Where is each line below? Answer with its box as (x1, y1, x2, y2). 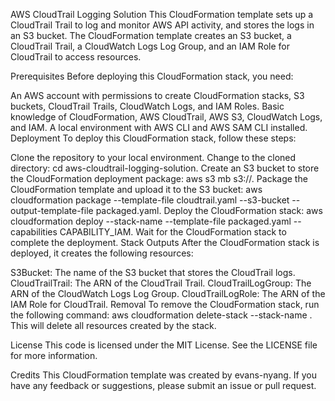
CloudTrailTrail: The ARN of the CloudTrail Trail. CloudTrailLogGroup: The (10, 277, 312, 289)
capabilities (10, 226, 58, 238)
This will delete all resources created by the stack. (10, 320, 217, 331)
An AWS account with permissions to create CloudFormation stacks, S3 (10, 90, 305, 101)
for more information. (10, 350, 98, 361)
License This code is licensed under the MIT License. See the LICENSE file (10, 339, 318, 351)
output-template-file (10, 205, 94, 216)
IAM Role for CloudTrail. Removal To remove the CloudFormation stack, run (10, 299, 320, 310)
